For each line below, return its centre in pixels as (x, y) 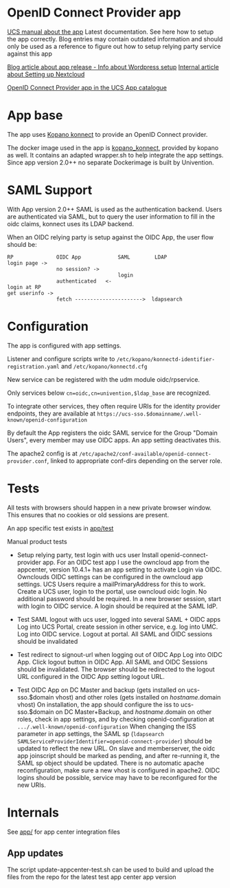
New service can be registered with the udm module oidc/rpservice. (104, 379)
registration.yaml (33, 367)
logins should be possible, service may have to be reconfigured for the (117, 777)
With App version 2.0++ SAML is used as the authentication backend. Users (115, 209)
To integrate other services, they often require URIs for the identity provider (114, 406)
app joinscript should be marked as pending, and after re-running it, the (118, 755)
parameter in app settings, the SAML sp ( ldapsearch (91, 733)
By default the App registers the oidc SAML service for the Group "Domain (112, 433)
